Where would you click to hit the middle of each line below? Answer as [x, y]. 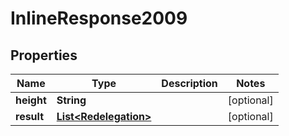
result [30, 116]
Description [189, 83]
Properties [44, 55]
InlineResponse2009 [99, 18]
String [71, 100]
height [31, 100]
